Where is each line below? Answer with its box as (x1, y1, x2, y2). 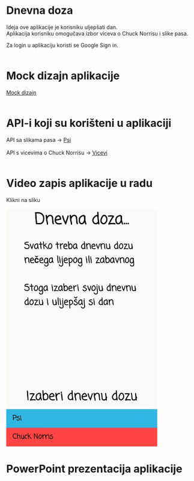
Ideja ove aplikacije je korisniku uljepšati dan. (6, 23, 118, 31)
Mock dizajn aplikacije (6, 69, 120, 83)
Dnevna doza (6, 4, 73, 17)
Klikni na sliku (6, 196, 40, 203)
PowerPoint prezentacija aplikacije (6, 462, 183, 476)
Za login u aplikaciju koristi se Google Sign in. (6, 41, 119, 49)
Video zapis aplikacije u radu (6, 177, 153, 190)
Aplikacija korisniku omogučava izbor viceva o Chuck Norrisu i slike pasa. (6, 29, 189, 37)
